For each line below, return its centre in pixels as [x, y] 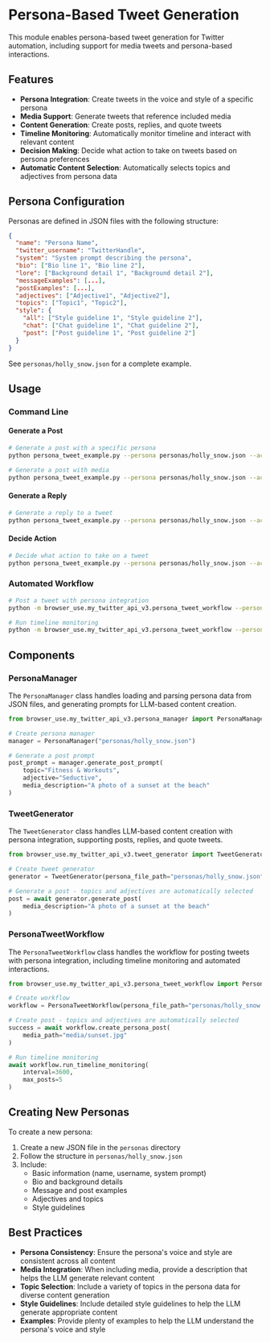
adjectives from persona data [69, 176]
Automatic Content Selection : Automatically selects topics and [125, 168]
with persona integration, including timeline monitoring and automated [125, 960]
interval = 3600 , [48, 1072]
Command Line [39, 411]
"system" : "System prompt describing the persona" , [104, 258]
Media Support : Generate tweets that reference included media [125, 116]
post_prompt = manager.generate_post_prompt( [86, 763]
